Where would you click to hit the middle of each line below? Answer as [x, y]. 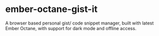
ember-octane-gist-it [51, 9]
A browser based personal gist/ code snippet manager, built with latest [79, 23]
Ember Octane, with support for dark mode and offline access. [71, 28]
